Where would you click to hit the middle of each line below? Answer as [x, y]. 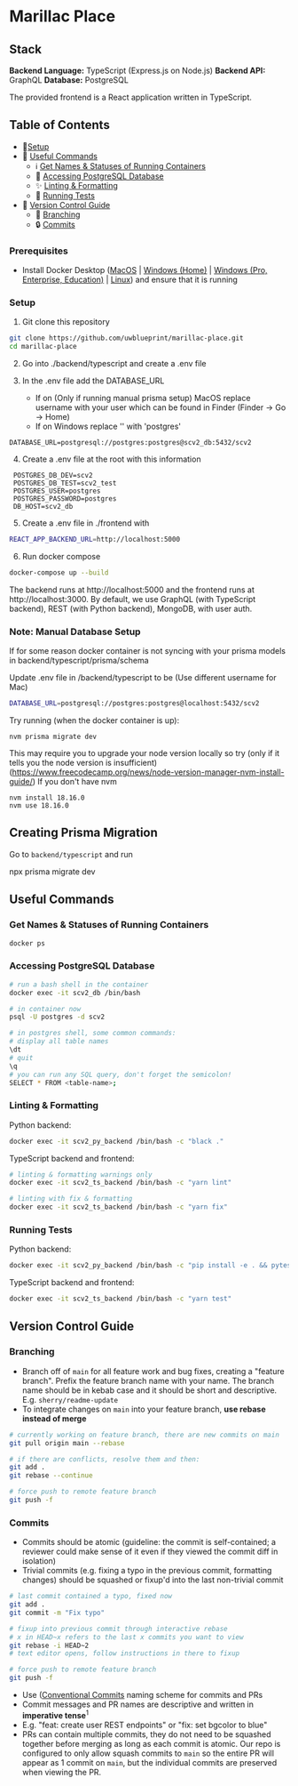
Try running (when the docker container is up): [94, 720]
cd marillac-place [43, 347]
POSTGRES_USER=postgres [57, 491]
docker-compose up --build [59, 573]
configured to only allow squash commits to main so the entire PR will [148, 1753]
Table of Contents [60, 125]
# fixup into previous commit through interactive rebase [118, 1629]
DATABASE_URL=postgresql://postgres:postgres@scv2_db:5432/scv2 [130, 443]
